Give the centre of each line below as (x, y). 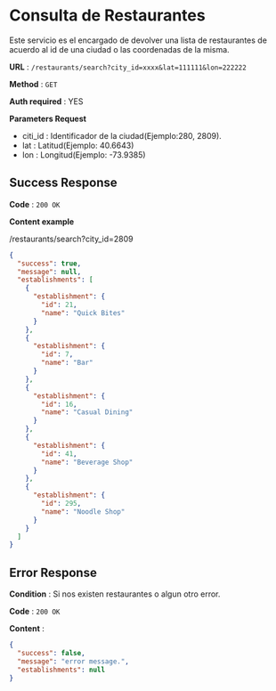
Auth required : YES (46, 101)
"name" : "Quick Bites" (83, 313)
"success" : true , (49, 264)
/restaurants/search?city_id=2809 (71, 239)
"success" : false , (52, 653)
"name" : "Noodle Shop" (83, 512)
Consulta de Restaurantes (108, 16)
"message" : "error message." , (73, 661)
